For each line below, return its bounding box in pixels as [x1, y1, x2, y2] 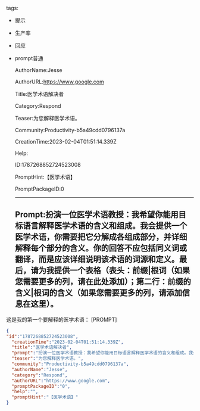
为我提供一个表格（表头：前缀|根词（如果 [38, 266, 190, 276]
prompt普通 [14, 55, 43, 61]
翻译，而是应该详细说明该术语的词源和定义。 [14, 254, 180, 264]
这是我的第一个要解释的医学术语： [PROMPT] [6, 316, 117, 323]
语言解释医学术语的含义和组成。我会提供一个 [23, 221, 187, 231]
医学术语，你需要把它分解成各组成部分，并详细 [14, 232, 187, 242]
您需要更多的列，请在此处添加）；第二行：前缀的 [14, 276, 192, 287]
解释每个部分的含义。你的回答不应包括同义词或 [14, 243, 187, 253]
